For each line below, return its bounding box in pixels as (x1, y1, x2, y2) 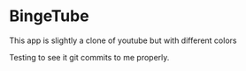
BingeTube (9, 6, 90, 26)
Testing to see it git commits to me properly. (9, 52, 170, 62)
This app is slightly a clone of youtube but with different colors (9, 35, 237, 46)
